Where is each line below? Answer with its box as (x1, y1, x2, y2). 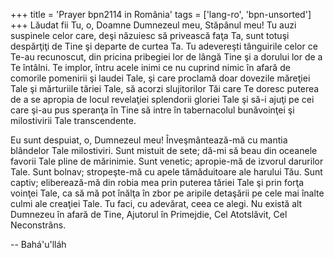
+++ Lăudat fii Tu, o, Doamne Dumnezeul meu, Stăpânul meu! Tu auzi (10, 19, 297, 31)
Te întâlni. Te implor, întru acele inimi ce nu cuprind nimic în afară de (10, 62, 291, 73)
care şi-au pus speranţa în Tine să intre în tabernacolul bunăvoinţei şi (10, 104, 295, 116)
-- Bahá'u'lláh (10, 239, 67, 250)
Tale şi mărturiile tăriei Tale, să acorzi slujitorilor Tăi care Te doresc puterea (10, 83, 320, 94)
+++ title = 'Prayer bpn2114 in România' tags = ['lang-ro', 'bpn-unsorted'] (10, 9, 312, 20)
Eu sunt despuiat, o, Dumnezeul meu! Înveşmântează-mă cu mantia (10, 134, 288, 146)
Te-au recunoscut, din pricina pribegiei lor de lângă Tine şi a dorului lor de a (10, 51, 323, 63)
